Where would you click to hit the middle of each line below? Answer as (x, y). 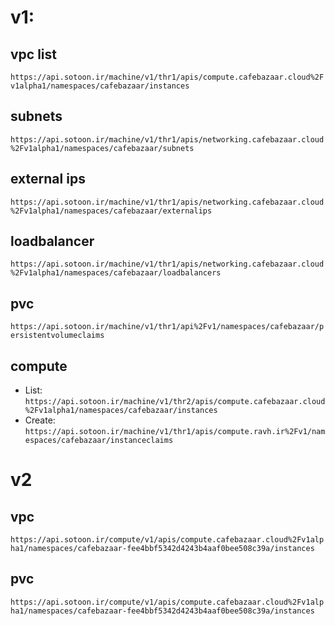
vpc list (33, 54)
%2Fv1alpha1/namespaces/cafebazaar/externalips (111, 211)
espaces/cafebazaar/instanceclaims (99, 441)
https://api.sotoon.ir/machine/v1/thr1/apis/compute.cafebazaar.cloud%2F (167, 77)
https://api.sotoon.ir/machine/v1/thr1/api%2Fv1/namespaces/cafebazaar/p (167, 327)
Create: (40, 420)
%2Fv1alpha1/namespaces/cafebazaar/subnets (102, 148)
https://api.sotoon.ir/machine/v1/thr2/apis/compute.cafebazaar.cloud (175, 402)
